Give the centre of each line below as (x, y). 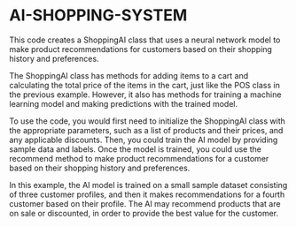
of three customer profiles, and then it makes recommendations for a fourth (147, 194)
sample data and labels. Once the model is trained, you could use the (135, 149)
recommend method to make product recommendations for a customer (139, 158)
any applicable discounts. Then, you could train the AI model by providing (144, 140)
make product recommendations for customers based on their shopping (141, 49)
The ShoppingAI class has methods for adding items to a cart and (129, 75)
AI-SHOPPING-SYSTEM (98, 15)
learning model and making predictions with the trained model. (124, 103)
